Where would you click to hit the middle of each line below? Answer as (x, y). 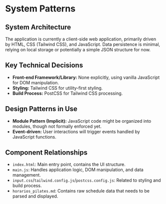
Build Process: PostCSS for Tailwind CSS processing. (68, 93)
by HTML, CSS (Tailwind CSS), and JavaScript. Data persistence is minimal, (83, 44)
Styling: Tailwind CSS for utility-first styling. (58, 88)
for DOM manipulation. (36, 82)
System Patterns (40, 9)
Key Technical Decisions (44, 65)
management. (27, 175)
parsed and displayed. (35, 196)
